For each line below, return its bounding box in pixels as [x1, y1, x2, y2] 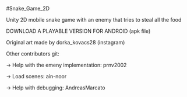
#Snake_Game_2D [6, 5, 50, 12]
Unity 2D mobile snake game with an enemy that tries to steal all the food [6, 16, 182, 23]
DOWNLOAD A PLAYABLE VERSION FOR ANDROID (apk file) [6, 27, 151, 34]
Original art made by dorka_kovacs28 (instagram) [6, 39, 125, 46]
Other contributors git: [6, 50, 59, 57]
